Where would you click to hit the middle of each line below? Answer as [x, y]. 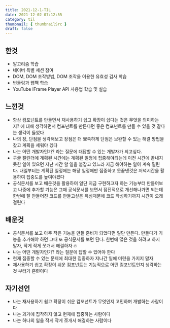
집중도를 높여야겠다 [45, 177]
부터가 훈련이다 [33, 271]
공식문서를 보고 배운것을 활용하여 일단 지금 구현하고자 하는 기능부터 [79, 183]
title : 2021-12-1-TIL [28, 10]
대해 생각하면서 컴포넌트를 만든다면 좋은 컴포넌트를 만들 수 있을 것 [91, 126]
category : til [20, 19]
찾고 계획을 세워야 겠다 [35, 145]
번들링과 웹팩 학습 [30, 83]
